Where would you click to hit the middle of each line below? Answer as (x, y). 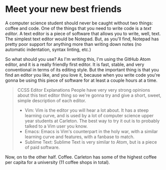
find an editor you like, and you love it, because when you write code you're (83, 75)
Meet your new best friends (63, 9)
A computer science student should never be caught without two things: (79, 23)
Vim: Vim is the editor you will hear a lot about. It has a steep (87, 110)
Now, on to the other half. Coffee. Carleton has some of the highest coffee (81, 157)
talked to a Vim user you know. (56, 126)
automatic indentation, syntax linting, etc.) (48, 49)
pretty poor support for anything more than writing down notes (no (73, 44)
